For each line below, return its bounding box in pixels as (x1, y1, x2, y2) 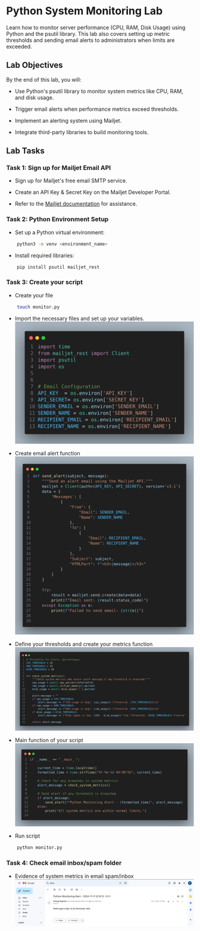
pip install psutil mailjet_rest (17, 264, 100, 270)
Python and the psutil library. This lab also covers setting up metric (6, 30, 170, 37)
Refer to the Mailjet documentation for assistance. (14, 200, 137, 207)
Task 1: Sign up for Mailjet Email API (6, 164, 111, 172)
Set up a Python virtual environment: (14, 228, 105, 236)
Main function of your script (14, 736, 83, 743)
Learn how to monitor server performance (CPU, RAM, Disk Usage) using (6, 24, 186, 31)
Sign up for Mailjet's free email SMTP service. (14, 177, 127, 184)
